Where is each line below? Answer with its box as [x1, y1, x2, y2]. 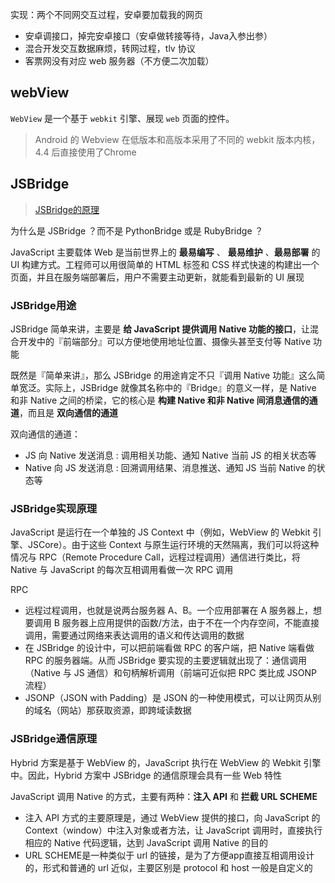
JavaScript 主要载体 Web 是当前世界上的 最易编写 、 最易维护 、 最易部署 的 [10, 246, 321, 258]
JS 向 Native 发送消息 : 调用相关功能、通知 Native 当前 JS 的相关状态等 [24, 449, 317, 461]
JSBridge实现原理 [10, 501, 98, 515]
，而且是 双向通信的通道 [19, 406, 118, 418]
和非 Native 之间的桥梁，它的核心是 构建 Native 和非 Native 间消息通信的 [10, 394, 310, 406]
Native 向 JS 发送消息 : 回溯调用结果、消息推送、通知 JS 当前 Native [24, 461, 306, 473]
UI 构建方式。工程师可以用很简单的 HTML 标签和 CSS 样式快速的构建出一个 [10, 258, 320, 270]
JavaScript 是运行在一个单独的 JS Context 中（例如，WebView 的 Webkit [10, 526, 311, 538]
